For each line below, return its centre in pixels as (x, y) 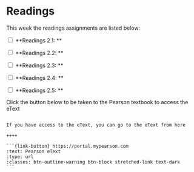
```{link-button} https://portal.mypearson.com (68, 146)
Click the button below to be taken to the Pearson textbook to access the (97, 102)
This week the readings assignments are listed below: (73, 28)
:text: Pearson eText (34, 151)
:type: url (20, 157)
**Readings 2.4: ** (39, 78)
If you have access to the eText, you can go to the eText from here (96, 125)
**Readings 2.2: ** (39, 53)
